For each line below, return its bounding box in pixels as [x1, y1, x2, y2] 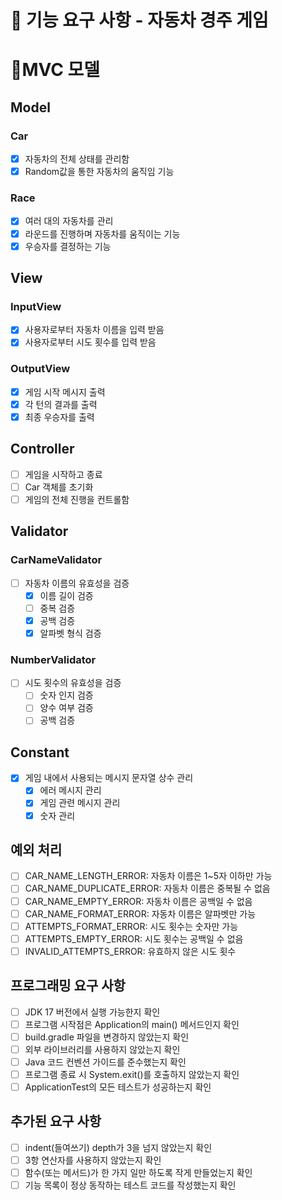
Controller [10, 441, 75, 458]
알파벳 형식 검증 [39, 627, 102, 639]
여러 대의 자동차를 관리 [24, 215, 114, 227]
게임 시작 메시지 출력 [24, 386, 106, 398]
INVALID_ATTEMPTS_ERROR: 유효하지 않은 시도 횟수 [24, 945, 237, 957]
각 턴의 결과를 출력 [24, 398, 98, 410]
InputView [10, 299, 62, 313]
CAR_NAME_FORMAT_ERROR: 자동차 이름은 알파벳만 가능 [24, 907, 257, 920]
